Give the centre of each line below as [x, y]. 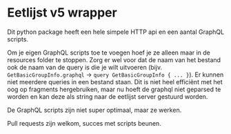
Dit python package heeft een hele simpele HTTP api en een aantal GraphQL [116, 32]
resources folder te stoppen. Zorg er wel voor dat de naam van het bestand [114, 59]
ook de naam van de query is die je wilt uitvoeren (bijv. [85, 67]
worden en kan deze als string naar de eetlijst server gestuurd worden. [108, 96]
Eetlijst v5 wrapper [62, 13]
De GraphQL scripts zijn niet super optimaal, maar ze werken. [94, 110]
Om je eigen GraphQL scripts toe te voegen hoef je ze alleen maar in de [109, 52]
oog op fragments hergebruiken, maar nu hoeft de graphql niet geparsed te [114, 89]
